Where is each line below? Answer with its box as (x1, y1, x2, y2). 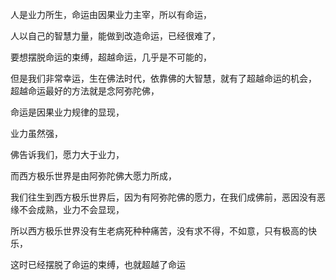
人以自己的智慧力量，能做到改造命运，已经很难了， (10, 30, 221, 42)
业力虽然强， (10, 128, 63, 139)
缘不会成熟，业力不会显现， (10, 204, 125, 215)
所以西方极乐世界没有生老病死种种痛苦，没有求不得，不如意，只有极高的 (10, 225, 308, 237)
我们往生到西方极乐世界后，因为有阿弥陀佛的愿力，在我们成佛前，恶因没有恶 (10, 191, 326, 203)
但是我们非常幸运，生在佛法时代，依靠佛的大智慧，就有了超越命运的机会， (10, 73, 317, 84)
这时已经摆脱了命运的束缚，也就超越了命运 (10, 259, 186, 270)
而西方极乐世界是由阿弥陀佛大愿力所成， (10, 170, 177, 182)
